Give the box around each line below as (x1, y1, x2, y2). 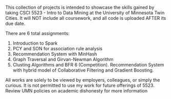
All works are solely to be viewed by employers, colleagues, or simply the (5, 77, 160, 83)
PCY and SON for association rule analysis (12, 46, 102, 51)
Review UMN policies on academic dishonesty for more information (5, 88, 147, 93)
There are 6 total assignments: (5, 30, 70, 36)
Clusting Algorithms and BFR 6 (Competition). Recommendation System (12, 62, 164, 68)
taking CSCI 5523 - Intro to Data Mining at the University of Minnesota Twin (5, 10, 165, 16)
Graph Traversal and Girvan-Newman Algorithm (12, 56, 114, 62)
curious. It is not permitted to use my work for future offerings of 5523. (5, 82, 155, 88)
